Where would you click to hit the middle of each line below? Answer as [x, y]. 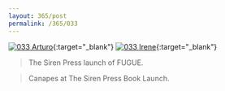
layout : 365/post [38, 16]
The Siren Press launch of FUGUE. [86, 63]
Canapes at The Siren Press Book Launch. [99, 78]
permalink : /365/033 [43, 24]
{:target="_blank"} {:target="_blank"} [135, 46]
